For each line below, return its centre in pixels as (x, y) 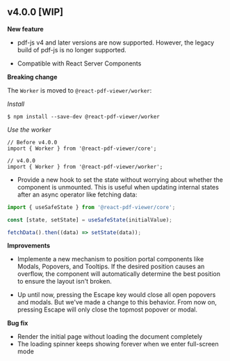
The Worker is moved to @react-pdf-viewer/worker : (80, 90)
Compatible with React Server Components (79, 63)
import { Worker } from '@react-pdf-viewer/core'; (82, 148)
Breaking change (32, 77)
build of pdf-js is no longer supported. (72, 49)
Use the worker (29, 130)
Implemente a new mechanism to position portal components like (110, 259)
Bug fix (18, 323)
